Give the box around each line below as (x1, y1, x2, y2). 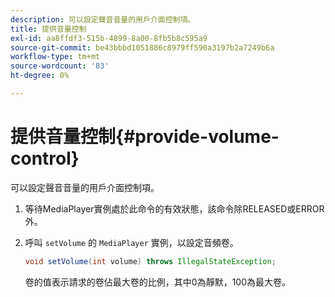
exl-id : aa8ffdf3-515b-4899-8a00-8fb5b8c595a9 (10, 33, 208, 43)
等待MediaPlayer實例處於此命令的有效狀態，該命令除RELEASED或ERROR (24, 202, 325, 215)
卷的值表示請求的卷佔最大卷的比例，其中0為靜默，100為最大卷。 (24, 276, 291, 288)
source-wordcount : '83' (10, 61, 110, 71)
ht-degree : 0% (10, 71, 70, 81)
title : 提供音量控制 (10, 24, 87, 34)
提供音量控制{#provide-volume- (10, 126, 280, 148)
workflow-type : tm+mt (10, 52, 101, 62)
